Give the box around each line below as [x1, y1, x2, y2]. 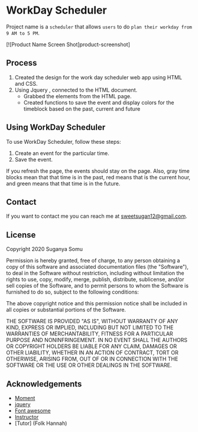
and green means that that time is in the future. [6, 180, 121, 187]
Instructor [14, 414, 39, 420]
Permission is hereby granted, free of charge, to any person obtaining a [6, 257, 180, 264]
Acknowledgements [6, 379, 82, 389]
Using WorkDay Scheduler [6, 122, 106, 133]
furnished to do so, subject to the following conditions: [6, 288, 139, 296]
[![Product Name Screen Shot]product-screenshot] [6, 41, 131, 48]
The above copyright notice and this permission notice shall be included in [6, 300, 187, 307]
